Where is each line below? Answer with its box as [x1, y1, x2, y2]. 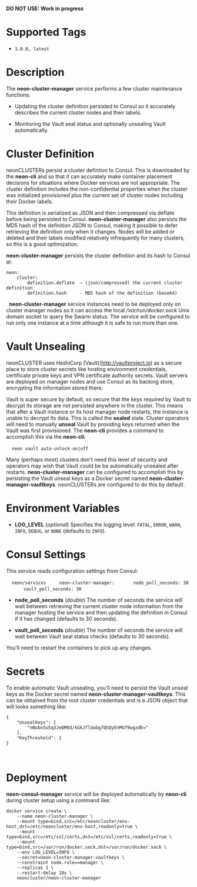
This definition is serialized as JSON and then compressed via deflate [6, 209, 175, 216]
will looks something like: [6, 703, 67, 710]
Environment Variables [6, 501, 120, 515]
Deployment [6, 771, 68, 784]
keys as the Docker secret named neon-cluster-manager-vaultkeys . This [6, 691, 186, 698]
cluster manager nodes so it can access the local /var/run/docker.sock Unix [6, 306, 190, 314]
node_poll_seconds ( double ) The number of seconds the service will [14, 596, 183, 603]
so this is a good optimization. [6, 241, 79, 248]
